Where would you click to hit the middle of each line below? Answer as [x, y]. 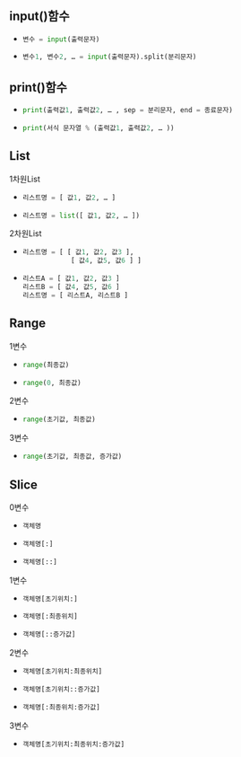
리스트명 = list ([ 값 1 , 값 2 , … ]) [81, 216]
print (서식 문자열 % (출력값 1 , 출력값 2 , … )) [98, 128]
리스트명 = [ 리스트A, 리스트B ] [75, 295]
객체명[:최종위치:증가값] [61, 707]
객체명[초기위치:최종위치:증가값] [73, 744]
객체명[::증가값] [49, 635]
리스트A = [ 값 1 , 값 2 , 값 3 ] [71, 279]
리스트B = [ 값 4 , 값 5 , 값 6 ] [71, 287]
